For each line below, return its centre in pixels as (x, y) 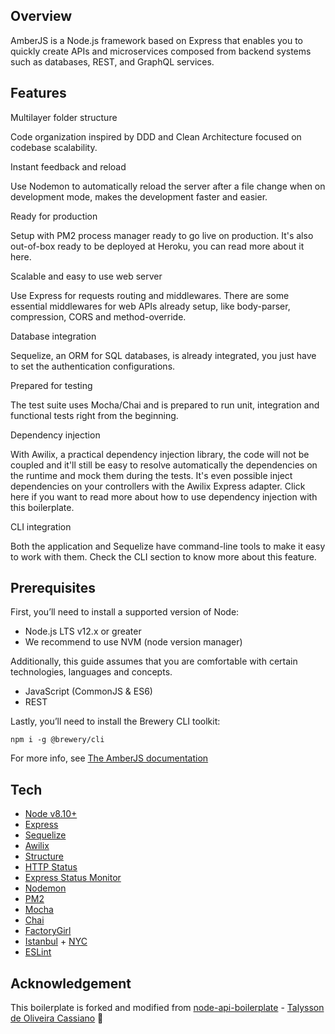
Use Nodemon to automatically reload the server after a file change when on (168, 186)
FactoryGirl (48, 931)
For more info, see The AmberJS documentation (109, 758)
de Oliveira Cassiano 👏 (57, 1018)
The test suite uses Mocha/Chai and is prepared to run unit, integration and (165, 405)
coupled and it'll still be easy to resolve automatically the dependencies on (164, 465)
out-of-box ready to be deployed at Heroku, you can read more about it (157, 246)
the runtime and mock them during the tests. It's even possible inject (151, 475)
